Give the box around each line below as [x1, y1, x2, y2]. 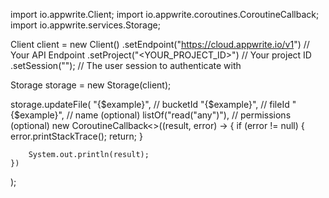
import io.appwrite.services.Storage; [10, 19, 161, 31]
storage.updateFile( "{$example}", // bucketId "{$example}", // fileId [10, 99, 290, 110]
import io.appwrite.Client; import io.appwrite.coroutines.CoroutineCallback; [10, 9, 320, 20]
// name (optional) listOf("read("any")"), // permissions [66, 109, 292, 121]
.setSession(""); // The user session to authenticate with [10, 60, 242, 71]
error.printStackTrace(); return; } [10, 130, 143, 142]
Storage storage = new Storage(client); [10, 79, 172, 91]
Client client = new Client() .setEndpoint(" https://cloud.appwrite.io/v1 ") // [10, 39, 310, 50]
